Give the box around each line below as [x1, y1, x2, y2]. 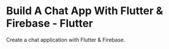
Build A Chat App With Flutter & [6, 4, 164, 18]
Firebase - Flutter [6, 17, 93, 30]
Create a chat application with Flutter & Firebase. [6, 36, 126, 43]
